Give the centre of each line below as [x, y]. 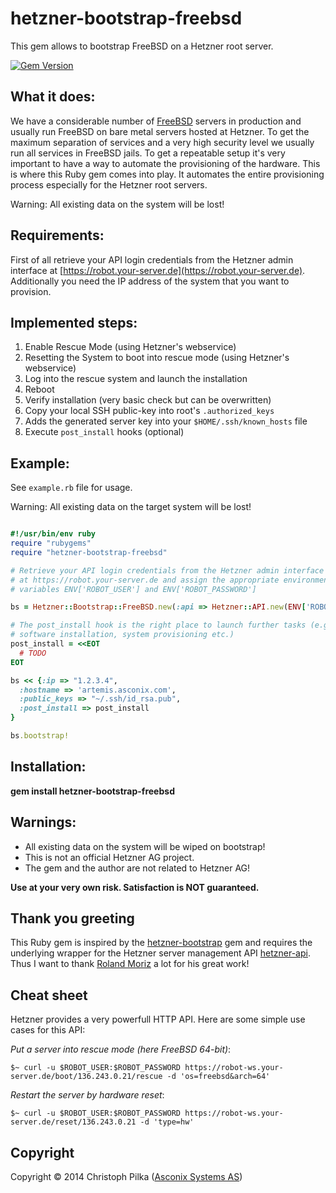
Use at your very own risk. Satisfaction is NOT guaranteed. [135, 887]
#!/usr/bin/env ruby [53, 534]
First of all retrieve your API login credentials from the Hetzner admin [152, 259]
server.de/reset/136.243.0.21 [73, 1122]
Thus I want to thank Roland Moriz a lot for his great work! [130, 964]
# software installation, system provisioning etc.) [122, 635]
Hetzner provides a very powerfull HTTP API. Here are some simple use [158, 1019]
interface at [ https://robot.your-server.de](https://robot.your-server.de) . [158, 270]
